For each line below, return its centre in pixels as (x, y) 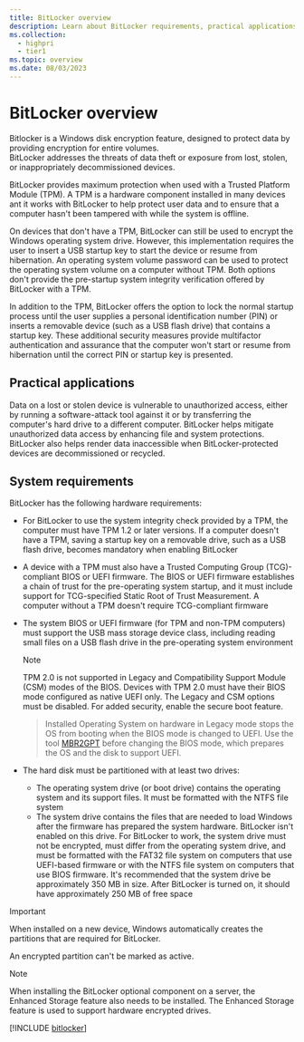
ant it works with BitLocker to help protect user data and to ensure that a (144, 204)
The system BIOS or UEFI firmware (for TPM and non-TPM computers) (154, 623)
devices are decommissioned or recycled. (87, 453)
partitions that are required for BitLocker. (85, 939)
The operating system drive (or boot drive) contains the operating (158, 788)
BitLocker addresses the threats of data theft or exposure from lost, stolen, (148, 157)
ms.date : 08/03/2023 (48, 69)
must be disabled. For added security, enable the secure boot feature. (152, 707)
